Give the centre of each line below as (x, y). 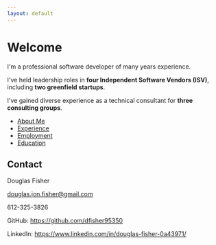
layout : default (30, 13)
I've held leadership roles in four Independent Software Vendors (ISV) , (108, 80)
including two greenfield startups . (56, 87)
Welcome (35, 47)
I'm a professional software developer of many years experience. (99, 67)
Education (31, 143)
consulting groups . (35, 108)
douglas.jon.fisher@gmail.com (50, 194)
